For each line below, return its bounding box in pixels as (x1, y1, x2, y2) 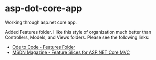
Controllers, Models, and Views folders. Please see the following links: (5, 34, 150, 40)
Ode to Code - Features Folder (12, 44, 76, 50)
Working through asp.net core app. (5, 19, 77, 25)
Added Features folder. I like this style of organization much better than (5, 29, 151, 35)
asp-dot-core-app (5, 3, 82, 14)
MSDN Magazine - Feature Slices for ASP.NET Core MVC (12, 49, 130, 55)
